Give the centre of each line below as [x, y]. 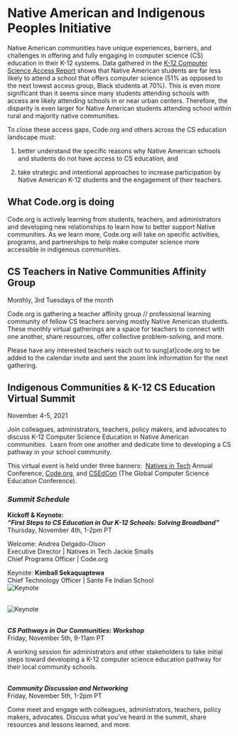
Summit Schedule [38, 499]
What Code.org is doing [61, 202]
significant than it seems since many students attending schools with [108, 93]
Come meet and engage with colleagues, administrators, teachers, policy [114, 709]
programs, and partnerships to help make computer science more [104, 242]
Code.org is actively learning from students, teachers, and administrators [114, 219]
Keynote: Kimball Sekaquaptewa [56, 573]
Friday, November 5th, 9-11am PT [56, 638]
